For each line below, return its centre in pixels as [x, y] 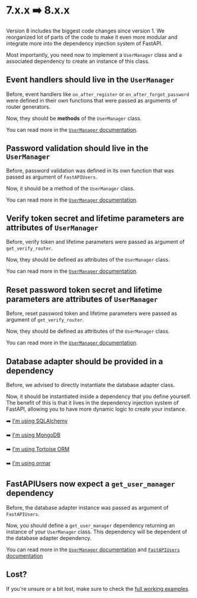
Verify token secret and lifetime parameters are [95, 218]
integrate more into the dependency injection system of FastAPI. [84, 43]
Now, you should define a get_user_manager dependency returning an [91, 525]
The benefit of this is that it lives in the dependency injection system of [93, 403]
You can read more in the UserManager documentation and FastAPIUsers [93, 549]
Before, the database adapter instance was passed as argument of [87, 507]
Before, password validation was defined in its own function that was [90, 170]
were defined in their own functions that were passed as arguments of [92, 100]
